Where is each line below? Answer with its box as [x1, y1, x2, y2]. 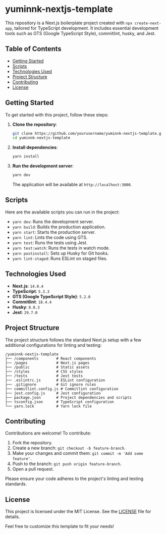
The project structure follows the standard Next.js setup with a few [5, 337, 142, 343]
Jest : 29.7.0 [12, 309, 38, 315]
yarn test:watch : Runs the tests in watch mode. [12, 245, 110, 251]
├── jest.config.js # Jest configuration [5, 390, 101, 396]
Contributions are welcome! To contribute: [5, 430, 92, 436]
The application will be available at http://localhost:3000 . [12, 182, 132, 188]
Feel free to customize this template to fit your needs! [5, 524, 114, 530]
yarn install [12, 154, 40, 159]
